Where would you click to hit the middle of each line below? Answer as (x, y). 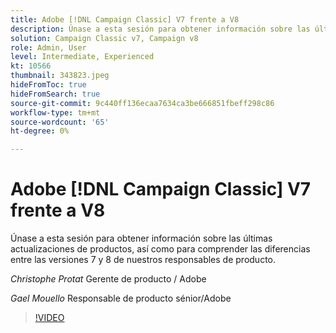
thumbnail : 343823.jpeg (60, 76)
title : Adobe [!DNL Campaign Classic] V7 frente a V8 (125, 19)
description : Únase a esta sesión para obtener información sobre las (160, 29)
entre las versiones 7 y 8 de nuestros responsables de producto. (143, 260)
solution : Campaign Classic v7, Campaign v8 (104, 38)
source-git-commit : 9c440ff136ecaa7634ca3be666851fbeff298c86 (142, 103)
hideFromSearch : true (55, 94)
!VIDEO (49, 318)
